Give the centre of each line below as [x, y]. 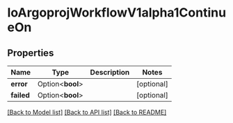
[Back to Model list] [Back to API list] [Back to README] [87, 112]
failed [20, 95]
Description [110, 72]
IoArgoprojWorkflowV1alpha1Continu [117, 13]
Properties [31, 53]
